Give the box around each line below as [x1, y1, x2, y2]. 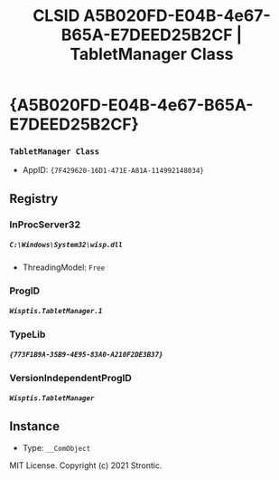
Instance [9, 418, 60, 434]
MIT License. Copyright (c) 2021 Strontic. [9, 460, 163, 471]
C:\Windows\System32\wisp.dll [9, 241, 124, 250]
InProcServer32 [9, 218, 81, 231]
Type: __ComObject [22, 443, 91, 454]
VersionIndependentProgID [9, 371, 133, 384]
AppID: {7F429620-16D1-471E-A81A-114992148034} [22, 165, 205, 176]
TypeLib [9, 328, 46, 341]
